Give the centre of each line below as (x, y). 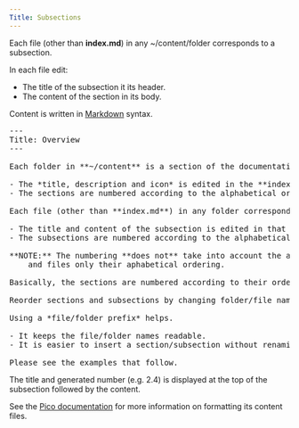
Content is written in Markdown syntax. (81, 113)
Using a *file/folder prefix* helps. (92, 318)
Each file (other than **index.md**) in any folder (125, 211)
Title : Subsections (45, 17)
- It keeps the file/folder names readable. (108, 336)
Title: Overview (44, 140)
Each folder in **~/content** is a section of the (122, 166)
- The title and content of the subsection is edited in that (148, 229)
